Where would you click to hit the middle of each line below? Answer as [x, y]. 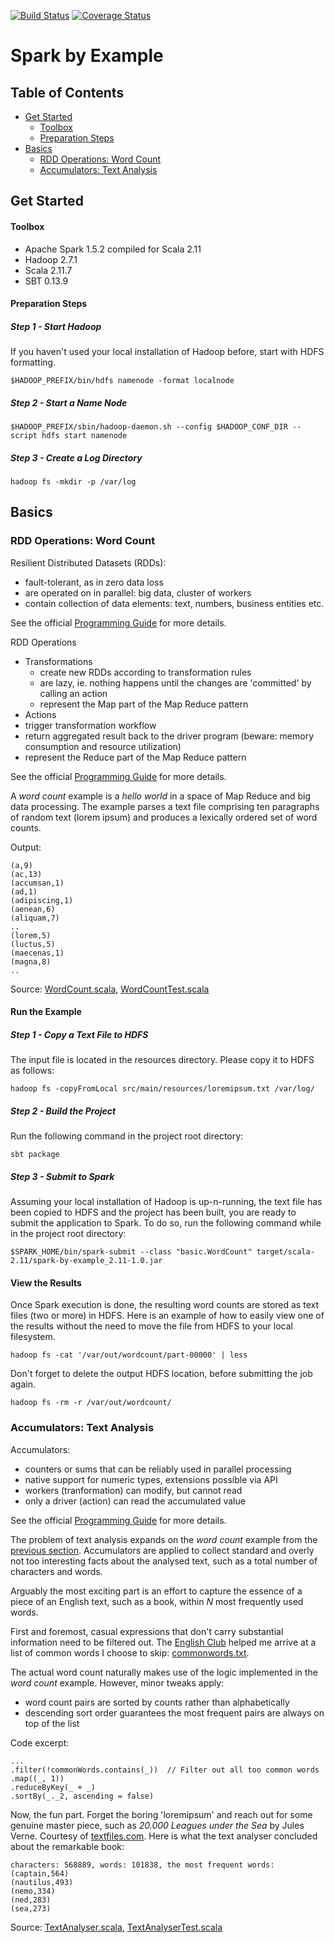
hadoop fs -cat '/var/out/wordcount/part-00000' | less [129, 1355]
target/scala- [285, 1252]
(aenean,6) [33, 909]
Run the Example [46, 1012]
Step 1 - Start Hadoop [56, 326]
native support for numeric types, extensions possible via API [151, 1479]
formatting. [33, 362]
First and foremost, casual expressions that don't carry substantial [147, 1631]
